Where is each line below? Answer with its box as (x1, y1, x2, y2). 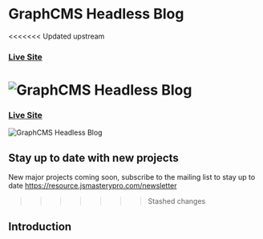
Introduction (8, 220, 72, 233)
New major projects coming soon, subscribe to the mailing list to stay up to (8, 172, 256, 182)
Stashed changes (148, 196, 206, 206)
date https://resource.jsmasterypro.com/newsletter (8, 181, 178, 191)
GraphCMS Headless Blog (8, 5, 184, 23)
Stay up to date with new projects (8, 151, 179, 164)
